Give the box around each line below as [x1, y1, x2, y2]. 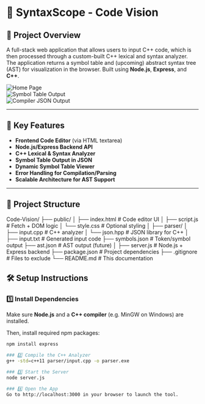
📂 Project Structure [6, 199, 81, 210]
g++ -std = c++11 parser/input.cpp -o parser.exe [6, 358, 130, 364]
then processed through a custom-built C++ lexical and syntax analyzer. [6, 53, 188, 60]
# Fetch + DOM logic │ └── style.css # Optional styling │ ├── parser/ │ [6, 222, 188, 229]
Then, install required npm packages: [6, 329, 100, 337]
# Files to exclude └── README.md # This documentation [6, 254, 154, 262]
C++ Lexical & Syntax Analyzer [15, 149, 96, 157]
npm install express [6, 341, 59, 348]
